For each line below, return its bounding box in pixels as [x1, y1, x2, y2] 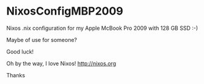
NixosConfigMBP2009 [6, 4, 123, 18]
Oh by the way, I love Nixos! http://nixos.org [6, 60, 117, 67]
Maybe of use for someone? [6, 36, 78, 43]
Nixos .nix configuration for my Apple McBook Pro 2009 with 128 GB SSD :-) [6, 24, 199, 32]
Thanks [6, 71, 26, 79]
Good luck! [6, 47, 34, 55]
